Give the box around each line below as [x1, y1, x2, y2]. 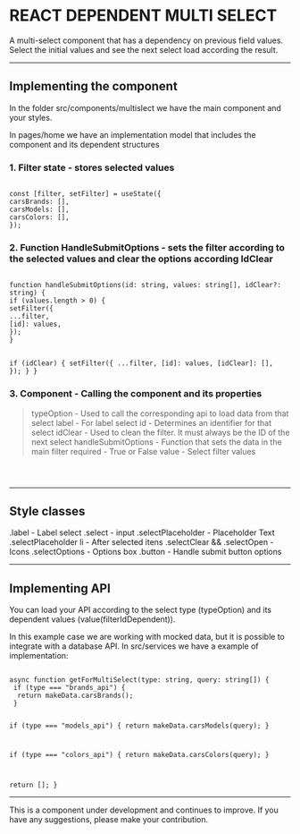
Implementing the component [9, 79, 179, 94]
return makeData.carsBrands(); [17, 691, 134, 701]
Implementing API [9, 581, 112, 596]
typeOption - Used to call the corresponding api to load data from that [30, 408, 289, 419]
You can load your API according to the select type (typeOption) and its [9, 605, 272, 616]
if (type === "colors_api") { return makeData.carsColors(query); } [9, 750, 270, 759]
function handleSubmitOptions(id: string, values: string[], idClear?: [9, 281, 281, 290]
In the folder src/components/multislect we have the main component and [9, 102, 281, 113]
